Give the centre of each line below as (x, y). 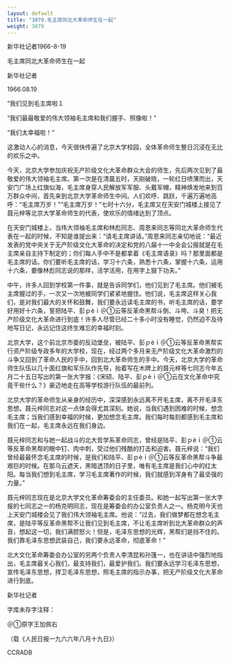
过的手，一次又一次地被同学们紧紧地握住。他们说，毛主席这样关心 (118, 294)
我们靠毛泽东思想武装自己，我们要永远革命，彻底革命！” (87, 540)
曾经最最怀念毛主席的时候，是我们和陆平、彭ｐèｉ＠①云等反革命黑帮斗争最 (115, 457)
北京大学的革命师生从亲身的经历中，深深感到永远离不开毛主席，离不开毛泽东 (115, 400)
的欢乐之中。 (25, 156)
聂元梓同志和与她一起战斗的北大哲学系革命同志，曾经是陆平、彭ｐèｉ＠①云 (115, 440)
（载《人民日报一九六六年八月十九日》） (63, 639)
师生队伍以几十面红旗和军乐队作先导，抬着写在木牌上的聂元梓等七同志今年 (112, 368)
